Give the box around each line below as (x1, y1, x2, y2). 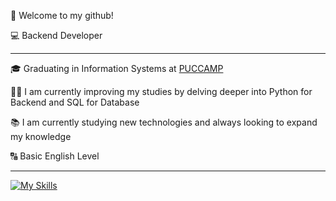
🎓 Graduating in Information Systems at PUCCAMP (10, 63, 224, 74)
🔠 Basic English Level (10, 150, 100, 162)
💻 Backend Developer (10, 30, 103, 41)
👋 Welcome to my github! (10, 10, 114, 21)
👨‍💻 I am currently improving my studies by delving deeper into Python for (10, 86, 313, 97)
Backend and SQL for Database (10, 96, 140, 108)
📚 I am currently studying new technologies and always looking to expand (10, 116, 318, 128)
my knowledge (10, 131, 72, 142)
